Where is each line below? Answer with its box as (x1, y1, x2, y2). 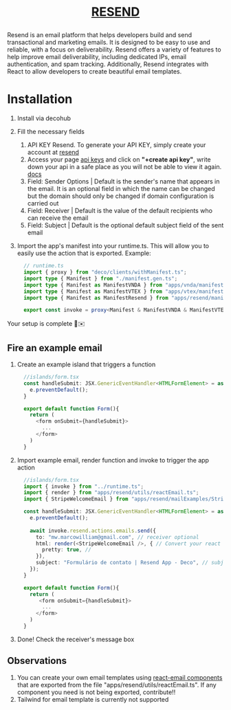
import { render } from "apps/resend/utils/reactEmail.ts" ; (23, 489, 199, 496)
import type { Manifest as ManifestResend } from (23, 294, 168, 301)
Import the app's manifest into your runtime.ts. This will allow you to (16, 242, 210, 250)
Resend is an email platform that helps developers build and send (7, 31, 192, 39)
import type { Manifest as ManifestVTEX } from (23, 288, 163, 295)
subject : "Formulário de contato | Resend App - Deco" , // (35, 559, 208, 566)
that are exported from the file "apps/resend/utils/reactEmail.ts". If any (16, 680, 217, 689)
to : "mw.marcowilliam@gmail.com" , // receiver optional (35, 533, 199, 540)
